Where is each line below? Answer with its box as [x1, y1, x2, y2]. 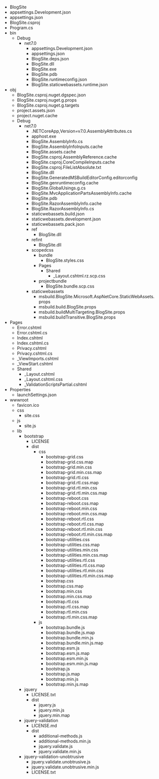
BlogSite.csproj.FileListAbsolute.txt [31, 164, 102, 170]
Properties [9, 387, 31, 392]
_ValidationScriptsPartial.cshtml [24, 381, 87, 387]
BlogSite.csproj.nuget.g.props [17, 97, 77, 103]
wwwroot [9, 397, 29, 403]
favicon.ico [17, 402, 39, 408]
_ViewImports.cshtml [17, 356, 59, 362]
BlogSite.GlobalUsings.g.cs [31, 185, 86, 191]
